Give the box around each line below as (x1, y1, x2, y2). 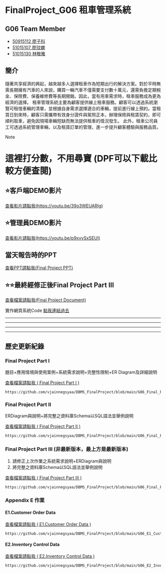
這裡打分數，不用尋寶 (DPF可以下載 (5, 153, 149, 164)
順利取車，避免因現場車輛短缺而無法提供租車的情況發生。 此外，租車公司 (5, 117, 154, 124)
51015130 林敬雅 (12, 51, 45, 57)
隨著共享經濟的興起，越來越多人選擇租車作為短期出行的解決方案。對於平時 (5, 80, 157, 87)
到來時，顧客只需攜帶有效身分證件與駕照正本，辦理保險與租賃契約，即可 (13, 112, 161, 117)
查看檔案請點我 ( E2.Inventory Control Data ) (5, 553, 95, 559)
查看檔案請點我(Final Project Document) (5, 297, 86, 303)
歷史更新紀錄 (5, 342, 44, 350)
